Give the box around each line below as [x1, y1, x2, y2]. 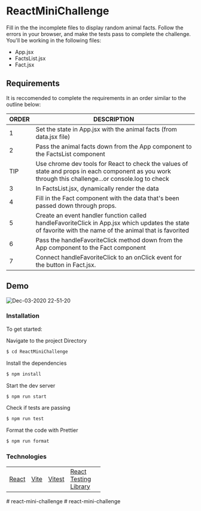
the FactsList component [35, 150, 106, 158]
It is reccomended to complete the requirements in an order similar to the [6, 94, 187, 101]
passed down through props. [35, 201, 117, 210]
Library [70, 482, 91, 491]
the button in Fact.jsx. [35, 261, 96, 269]
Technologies [6, 452, 47, 461]
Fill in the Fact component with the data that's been [35, 193, 179, 202]
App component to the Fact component [35, 243, 147, 252]
